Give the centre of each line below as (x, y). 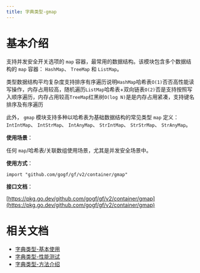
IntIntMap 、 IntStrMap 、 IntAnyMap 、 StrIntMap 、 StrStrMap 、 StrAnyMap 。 (99, 125)
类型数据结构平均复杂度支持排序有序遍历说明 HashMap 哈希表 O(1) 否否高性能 (98, 81)
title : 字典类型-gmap (32, 12)
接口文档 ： (20, 186)
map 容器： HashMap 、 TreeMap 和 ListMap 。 (70, 69)
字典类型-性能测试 (37, 256)
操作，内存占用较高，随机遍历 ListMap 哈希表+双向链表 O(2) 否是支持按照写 (102, 89)
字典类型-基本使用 (37, 249)
